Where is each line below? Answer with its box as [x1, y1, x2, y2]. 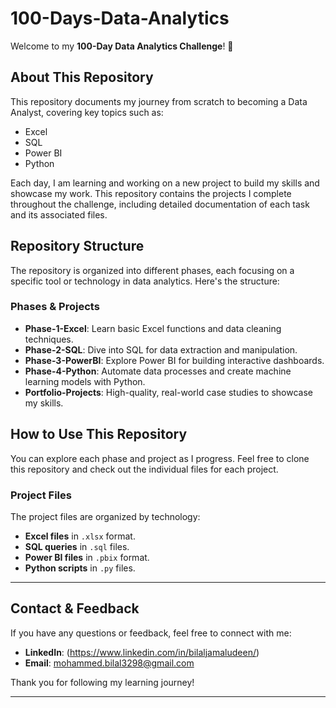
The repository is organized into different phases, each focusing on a [10, 264, 295, 276]
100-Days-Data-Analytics [10, 7, 230, 30]
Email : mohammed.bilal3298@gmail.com [24, 657, 195, 669]
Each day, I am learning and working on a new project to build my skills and [10, 177, 320, 189]
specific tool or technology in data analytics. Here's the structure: [10, 275, 280, 287]
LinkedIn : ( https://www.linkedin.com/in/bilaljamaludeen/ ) [24, 646, 260, 658]
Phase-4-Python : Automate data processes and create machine [24, 365, 292, 377]
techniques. [24, 333, 74, 345]
